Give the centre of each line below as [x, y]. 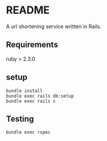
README [28, 10]
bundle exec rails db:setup [40, 96]
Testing [20, 118]
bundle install [24, 91]
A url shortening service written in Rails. [54, 26]
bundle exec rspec [28, 132]
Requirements [32, 45]
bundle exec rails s [31, 101]
